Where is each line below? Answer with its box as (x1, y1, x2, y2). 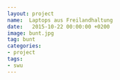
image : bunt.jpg (7, 29, 54, 37)
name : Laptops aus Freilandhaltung (7, 17, 113, 24)
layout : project (7, 10, 54, 17)
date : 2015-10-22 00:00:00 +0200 (7, 23, 110, 30)
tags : (7, 56, 23, 63)
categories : (7, 42, 42, 49)
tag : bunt (7, 36, 36, 43)
